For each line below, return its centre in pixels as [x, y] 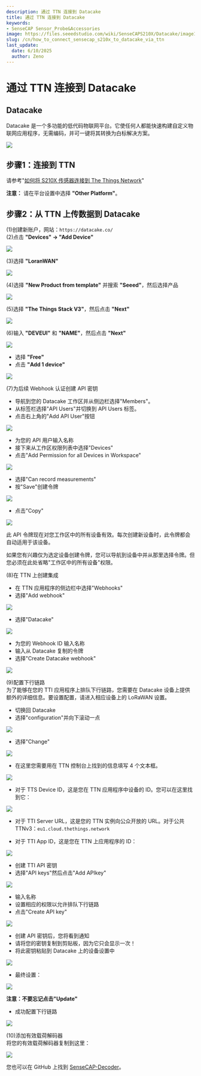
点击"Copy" [29, 511]
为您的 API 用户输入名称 [44, 440]
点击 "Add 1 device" [40, 365]
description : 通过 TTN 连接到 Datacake [54, 12]
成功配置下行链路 [36, 1012]
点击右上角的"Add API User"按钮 [55, 416]
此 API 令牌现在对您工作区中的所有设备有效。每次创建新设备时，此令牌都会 [98, 535]
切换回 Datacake [35, 710]
